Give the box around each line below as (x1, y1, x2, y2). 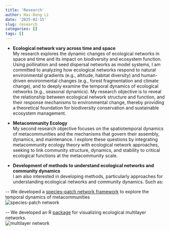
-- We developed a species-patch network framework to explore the (5, 189, 149, 194)
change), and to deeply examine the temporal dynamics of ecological (12, 83, 159, 89)
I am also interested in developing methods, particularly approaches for (12, 173, 163, 179)
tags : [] (5, 31, 24, 36)
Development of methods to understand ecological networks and (12, 163, 154, 168)
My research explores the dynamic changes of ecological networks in (12, 50, 160, 57)
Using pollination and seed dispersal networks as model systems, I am (12, 62, 161, 67)
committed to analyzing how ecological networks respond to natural (12, 67, 156, 73)
